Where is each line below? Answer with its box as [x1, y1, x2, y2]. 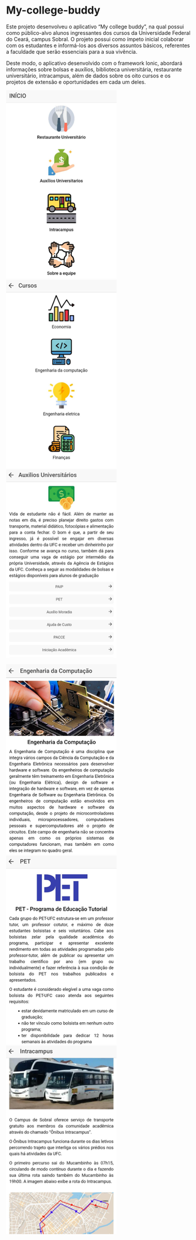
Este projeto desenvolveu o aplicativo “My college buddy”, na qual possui [6, 23, 184, 30]
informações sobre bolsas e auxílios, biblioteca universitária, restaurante [6, 66, 182, 73]
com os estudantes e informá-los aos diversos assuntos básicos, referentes [6, 42, 190, 49]
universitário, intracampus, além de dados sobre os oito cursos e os [6, 72, 171, 79]
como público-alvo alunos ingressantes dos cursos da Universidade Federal [6, 29, 191, 36]
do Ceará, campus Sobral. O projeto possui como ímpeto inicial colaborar [6, 35, 184, 42]
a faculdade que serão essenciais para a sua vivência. [6, 48, 138, 55]
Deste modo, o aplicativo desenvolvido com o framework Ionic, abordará [6, 60, 182, 67]
